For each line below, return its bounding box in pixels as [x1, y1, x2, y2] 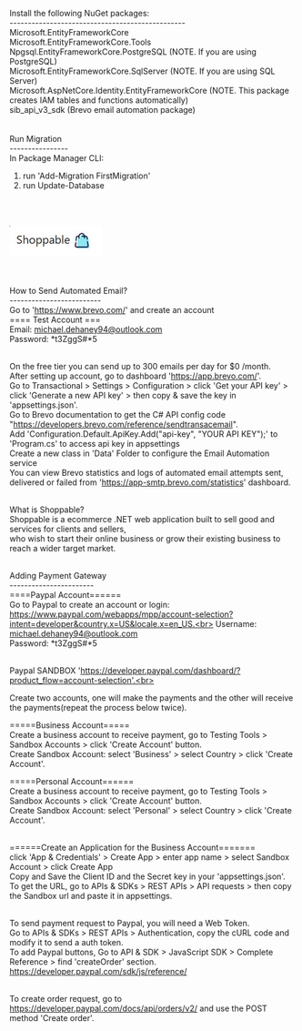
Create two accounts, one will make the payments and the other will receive [9, 692, 294, 703]
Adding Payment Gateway [9, 571, 107, 581]
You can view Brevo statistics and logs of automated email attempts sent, [9, 468, 284, 478]
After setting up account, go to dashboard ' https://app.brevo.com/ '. [9, 370, 262, 381]
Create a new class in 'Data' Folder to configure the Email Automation [9, 448, 270, 459]
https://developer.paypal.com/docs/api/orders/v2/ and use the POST [9, 1003, 268, 1014]
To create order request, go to [9, 994, 123, 1004]
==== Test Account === [9, 314, 101, 325]
